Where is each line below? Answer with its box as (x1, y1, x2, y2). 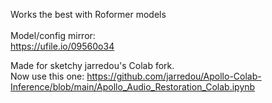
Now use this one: (10, 70, 85, 82)
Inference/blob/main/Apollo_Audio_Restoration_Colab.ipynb (10, 81, 256, 93)
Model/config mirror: (10, 30, 96, 41)
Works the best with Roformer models (10, 9, 167, 20)
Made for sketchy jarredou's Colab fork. (10, 60, 175, 71)
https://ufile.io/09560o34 (10, 40, 115, 52)
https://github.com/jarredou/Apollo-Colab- (86, 70, 262, 82)
